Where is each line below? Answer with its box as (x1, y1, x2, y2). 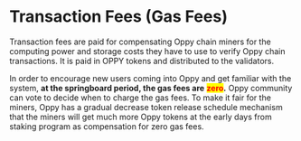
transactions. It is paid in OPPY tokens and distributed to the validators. (9, 55, 274, 66)
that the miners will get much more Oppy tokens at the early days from (9, 111, 273, 122)
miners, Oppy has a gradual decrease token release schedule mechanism (9, 101, 283, 112)
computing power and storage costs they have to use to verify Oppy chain (9, 45, 287, 56)
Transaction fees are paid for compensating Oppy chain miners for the (9, 36, 271, 47)
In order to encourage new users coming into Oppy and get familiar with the (9, 72, 292, 83)
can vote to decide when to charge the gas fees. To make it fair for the (9, 92, 271, 103)
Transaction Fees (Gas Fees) (9, 6, 228, 27)
